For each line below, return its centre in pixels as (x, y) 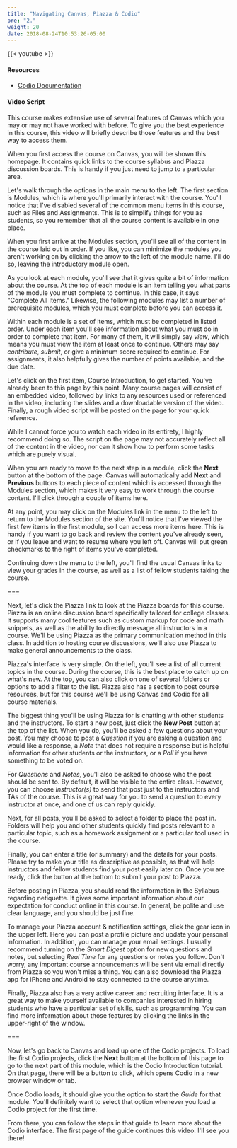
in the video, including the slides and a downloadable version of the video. (116, 402)
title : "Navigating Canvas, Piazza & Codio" (74, 14)
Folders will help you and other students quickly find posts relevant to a (111, 825)
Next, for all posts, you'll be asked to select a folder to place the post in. (112, 818)
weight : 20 (23, 27)
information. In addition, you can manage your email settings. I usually (109, 941)
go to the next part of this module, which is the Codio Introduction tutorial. (115, 1065)
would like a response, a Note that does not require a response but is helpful (118, 745)
